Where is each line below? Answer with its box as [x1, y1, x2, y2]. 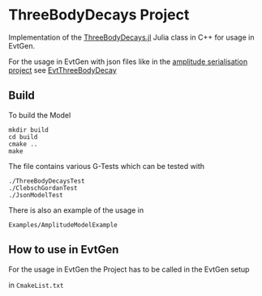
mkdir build [8, 125, 49, 134]
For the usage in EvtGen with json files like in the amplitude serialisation [8, 57, 248, 66]
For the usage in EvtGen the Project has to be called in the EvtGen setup [8, 264, 250, 274]
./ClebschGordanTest [8, 184, 79, 192]
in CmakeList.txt [8, 280, 64, 290]
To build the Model [8, 110, 71, 120]
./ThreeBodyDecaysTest [8, 176, 85, 185]
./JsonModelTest [8, 191, 63, 199]
